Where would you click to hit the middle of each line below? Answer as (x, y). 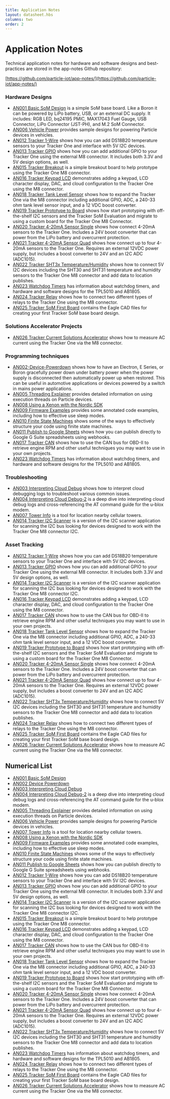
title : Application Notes (32, 10)
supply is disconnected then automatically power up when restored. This (89, 378)
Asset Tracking (24, 545)
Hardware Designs (29, 97)
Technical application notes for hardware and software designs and (76, 63)
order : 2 (14, 24)
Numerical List (29, 766)
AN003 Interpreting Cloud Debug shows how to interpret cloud (78, 489)
